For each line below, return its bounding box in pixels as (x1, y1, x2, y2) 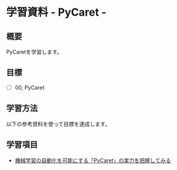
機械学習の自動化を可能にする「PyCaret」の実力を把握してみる (14, 157, 172, 164)
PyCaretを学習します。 (6, 49, 63, 55)
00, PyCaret (14, 83, 45, 91)
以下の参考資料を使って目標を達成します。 (6, 120, 111, 127)
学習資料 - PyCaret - (6, 5, 106, 19)
